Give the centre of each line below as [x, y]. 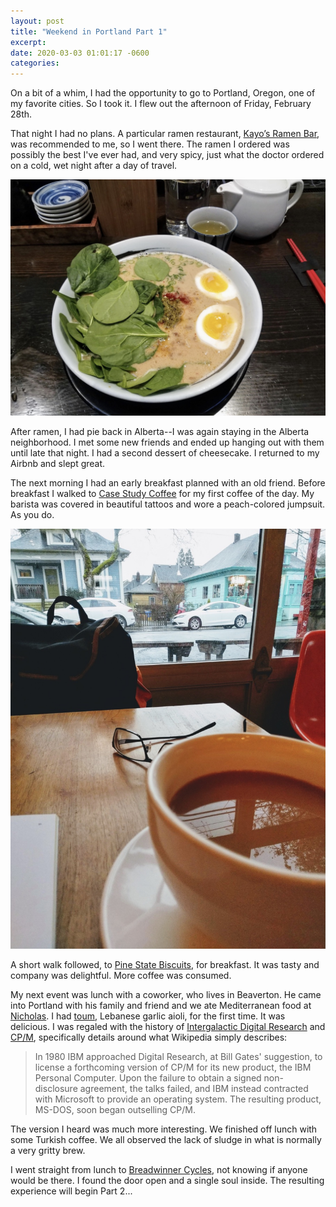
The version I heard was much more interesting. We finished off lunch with [164, 1129]
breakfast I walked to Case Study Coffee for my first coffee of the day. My [162, 494]
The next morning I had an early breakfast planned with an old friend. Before [168, 483]
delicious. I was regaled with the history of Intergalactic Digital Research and [168, 1027]
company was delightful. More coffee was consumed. [121, 976]
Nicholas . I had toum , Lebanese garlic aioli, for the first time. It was [148, 1016]
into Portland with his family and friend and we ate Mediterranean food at [161, 1006]
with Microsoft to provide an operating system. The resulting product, [178, 1099]
